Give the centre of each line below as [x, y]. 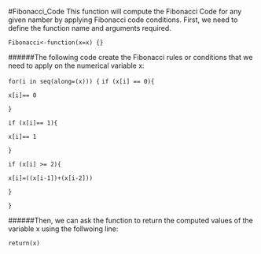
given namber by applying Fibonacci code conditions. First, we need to [123, 20]
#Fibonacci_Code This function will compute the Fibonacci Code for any [125, 11]
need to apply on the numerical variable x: [76, 65]
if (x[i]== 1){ [33, 123]
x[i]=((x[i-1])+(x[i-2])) [50, 178]
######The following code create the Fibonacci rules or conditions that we [130, 57]
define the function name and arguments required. [90, 28]
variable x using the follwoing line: [63, 229]
